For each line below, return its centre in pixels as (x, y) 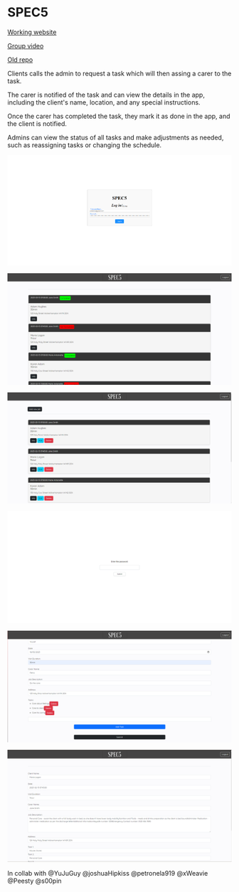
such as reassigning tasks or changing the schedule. (85, 145)
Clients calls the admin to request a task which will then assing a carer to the (119, 73)
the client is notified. (37, 123)
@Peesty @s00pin (34, 881)
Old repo (20, 59)
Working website (32, 32)
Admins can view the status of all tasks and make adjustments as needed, (116, 137)
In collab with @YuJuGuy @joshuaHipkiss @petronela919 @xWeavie (108, 874)
